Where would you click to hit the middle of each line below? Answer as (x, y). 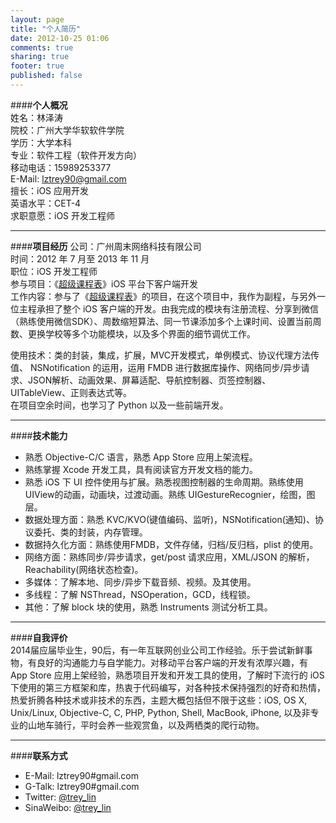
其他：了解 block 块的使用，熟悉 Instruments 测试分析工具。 (148, 607)
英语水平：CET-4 (46, 203)
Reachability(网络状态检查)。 (84, 569)
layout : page (37, 19)
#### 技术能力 (39, 435)
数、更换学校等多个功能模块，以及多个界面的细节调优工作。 (133, 333)
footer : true (37, 66)
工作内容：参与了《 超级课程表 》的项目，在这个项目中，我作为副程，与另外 (163, 296)
